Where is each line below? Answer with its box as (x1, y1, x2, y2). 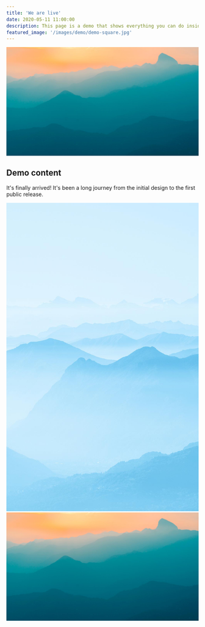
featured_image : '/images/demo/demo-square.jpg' (6, 29, 132, 36)
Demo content (6, 168, 62, 178)
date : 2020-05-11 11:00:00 (6, 16, 75, 23)
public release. (6, 190, 44, 198)
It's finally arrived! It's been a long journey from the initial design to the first (6, 184, 195, 191)
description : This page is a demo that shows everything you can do (6, 23, 184, 29)
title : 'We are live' (6, 10, 62, 16)
